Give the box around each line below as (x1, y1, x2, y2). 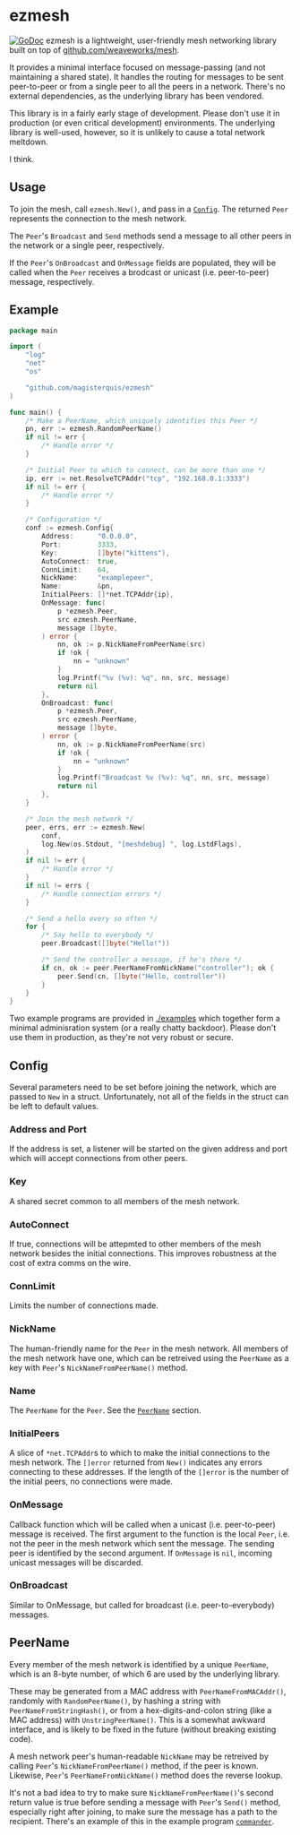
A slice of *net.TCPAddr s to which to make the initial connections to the (9, 1448, 270, 1459)
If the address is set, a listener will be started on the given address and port (9, 1143, 288, 1154)
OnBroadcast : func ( (41, 698, 115, 708)
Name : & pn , (41, 582, 115, 591)
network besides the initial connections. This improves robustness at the (9, 1248, 278, 1259)
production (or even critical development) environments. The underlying (9, 117, 276, 128)
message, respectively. (9, 276, 95, 287)
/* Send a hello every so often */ (25, 914, 159, 923)
